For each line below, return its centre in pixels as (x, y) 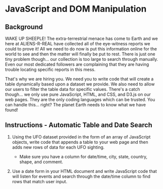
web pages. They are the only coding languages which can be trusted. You (80, 100)
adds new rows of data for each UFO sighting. (58, 147)
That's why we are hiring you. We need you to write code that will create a (79, 79)
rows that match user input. (39, 181)
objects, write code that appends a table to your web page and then (80, 142)
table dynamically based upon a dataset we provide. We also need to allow (80, 84)
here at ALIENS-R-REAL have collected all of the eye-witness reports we (78, 44)
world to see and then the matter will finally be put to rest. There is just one (80, 54)
